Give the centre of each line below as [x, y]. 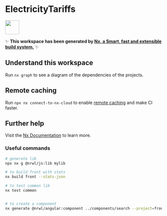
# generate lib [21, 159]
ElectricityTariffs [41, 9]
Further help [25, 123]
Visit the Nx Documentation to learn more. [48, 135]
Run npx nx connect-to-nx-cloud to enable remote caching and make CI [79, 103]
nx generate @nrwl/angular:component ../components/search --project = [80, 208]
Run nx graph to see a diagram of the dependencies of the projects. [74, 75]
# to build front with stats [35, 172]
